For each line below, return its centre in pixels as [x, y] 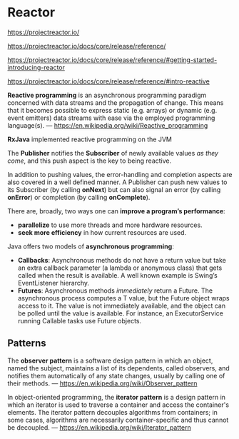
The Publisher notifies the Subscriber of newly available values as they [113, 153]
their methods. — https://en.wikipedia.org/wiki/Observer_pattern [102, 383]
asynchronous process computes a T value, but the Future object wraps [123, 298]
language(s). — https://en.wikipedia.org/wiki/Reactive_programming [108, 125]
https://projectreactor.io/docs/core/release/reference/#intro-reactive [109, 81]
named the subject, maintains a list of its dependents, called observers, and [118, 368]
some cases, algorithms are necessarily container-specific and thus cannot [118, 420]
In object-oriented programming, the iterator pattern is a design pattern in [117, 397]
